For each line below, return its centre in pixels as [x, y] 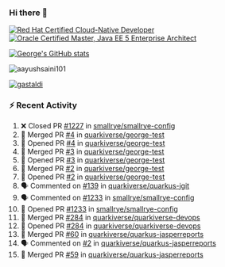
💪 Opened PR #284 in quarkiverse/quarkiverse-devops [111, 226]
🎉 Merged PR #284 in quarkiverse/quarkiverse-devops [111, 217]
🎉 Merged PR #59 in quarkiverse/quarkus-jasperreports [112, 254]
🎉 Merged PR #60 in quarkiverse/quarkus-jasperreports [112, 234]
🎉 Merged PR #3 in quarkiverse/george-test [92, 151]
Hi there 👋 [29, 13]
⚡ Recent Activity [43, 105]
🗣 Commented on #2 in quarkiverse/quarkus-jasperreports [118, 243]
